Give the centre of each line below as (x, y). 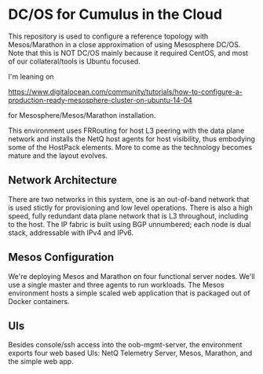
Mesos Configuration (61, 257)
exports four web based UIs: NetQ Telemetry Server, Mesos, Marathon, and (130, 353)
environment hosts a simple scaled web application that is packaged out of (129, 293)
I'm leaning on (31, 76)
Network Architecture (63, 180)
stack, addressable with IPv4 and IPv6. (71, 233)
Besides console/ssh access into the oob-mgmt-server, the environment (125, 345)
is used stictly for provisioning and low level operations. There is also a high (131, 207)
